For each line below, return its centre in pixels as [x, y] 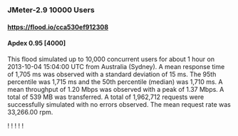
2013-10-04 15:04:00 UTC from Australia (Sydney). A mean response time [116, 66]
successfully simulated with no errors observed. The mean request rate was [119, 104]
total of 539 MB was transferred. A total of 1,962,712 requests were [106, 97]
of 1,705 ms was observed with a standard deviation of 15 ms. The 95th [112, 74]
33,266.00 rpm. [30, 112]
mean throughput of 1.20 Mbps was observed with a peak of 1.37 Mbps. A [116, 89]
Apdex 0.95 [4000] [37, 43]
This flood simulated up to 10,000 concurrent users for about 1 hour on [111, 59]
